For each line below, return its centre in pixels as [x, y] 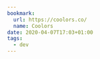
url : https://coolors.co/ [50, 20]
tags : [15, 39]
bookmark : [21, 13]
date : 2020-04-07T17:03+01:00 [50, 32]
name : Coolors [33, 26]
